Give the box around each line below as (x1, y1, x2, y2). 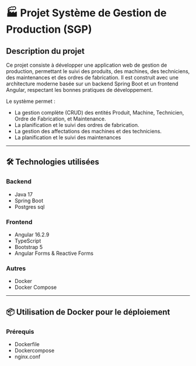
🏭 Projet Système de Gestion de (6, 6, 167, 20)
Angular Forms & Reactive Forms (14, 250, 94, 257)
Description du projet (6, 46, 85, 56)
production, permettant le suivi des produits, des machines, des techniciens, (6, 68, 190, 75)
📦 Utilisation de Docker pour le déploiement (6, 307, 170, 317)
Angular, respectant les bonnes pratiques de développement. (6, 87, 153, 93)
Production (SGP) (6, 23, 92, 36)
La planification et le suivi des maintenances (14, 134, 121, 141)
